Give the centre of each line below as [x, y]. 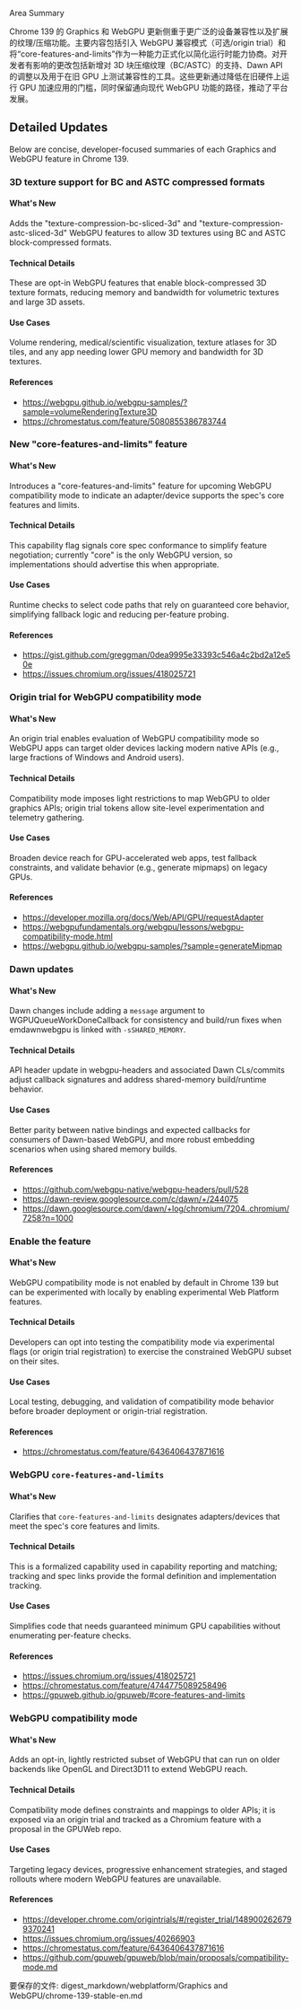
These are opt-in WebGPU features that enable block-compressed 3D [138, 283]
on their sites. [34, 1361]
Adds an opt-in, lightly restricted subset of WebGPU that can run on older [145, 1759]
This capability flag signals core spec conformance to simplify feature [138, 545]
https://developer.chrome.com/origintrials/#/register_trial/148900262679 [157, 1919]
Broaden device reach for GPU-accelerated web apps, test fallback [133, 857]
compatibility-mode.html [68, 936]
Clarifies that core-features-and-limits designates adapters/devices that [145, 1516]
